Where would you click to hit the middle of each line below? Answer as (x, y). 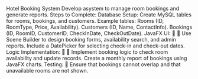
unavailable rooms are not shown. (47, 71)
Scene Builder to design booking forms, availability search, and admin (91, 39)
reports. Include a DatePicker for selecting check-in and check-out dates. (95, 46)
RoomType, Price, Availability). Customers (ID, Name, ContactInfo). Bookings (99, 27)
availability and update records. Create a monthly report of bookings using (97, 58)
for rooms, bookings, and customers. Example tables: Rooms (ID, (85, 21)
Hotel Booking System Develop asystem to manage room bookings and (93, 8)
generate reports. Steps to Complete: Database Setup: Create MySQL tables (99, 15)
